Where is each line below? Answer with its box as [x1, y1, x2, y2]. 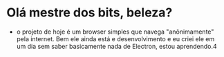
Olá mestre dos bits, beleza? [6, 5, 173, 21]
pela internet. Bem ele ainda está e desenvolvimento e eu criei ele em [16, 34, 215, 43]
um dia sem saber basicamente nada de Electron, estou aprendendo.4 [16, 42, 217, 50]
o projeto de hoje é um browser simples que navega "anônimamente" [16, 27, 214, 36]
